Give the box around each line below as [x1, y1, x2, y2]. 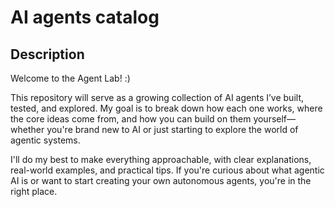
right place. [10, 186, 58, 197]
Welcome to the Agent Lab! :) [10, 72, 131, 84]
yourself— [253, 113, 297, 125]
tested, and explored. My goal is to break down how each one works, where [10, 102, 323, 114]
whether [10, 124, 45, 135]
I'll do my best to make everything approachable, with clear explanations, [10, 154, 312, 165]
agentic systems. [10, 134, 81, 146]
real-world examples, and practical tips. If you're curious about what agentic [10, 164, 325, 176]
